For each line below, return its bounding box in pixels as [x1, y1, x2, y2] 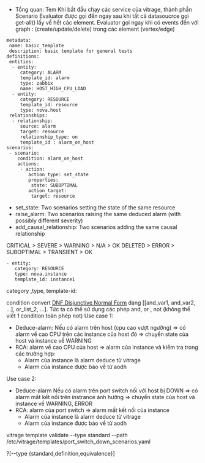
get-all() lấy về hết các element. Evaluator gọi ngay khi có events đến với [15, 19, 199, 26]
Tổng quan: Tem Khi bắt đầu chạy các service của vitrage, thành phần [15, 6, 192, 13]
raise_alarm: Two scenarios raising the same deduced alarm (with [15, 211, 181, 217]
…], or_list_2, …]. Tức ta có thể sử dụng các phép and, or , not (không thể [6, 306, 191, 313]
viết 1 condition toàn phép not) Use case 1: [6, 312, 113, 319]
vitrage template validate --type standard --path [6, 432, 129, 438]
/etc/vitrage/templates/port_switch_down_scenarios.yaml [6, 438, 151, 445]
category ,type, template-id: [6, 287, 78, 294]
